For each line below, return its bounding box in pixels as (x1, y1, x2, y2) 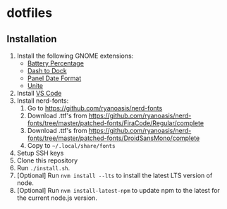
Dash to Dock (27, 67, 68, 75)
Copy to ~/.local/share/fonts (27, 141, 116, 149)
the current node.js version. (16, 194, 98, 202)
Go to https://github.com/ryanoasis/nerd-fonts (27, 104, 163, 112)
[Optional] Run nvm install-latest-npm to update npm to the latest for (16, 186, 220, 194)
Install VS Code (16, 89, 62, 97)
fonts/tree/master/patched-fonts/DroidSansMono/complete (27, 134, 200, 142)
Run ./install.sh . (16, 164, 70, 172)
